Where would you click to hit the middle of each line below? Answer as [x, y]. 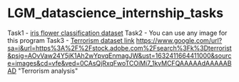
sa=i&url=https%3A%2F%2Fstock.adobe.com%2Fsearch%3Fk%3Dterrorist [119, 48]
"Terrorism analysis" [48, 71]
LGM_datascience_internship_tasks [115, 13]
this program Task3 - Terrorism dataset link [71, 40]
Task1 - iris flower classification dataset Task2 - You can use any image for [117, 33]
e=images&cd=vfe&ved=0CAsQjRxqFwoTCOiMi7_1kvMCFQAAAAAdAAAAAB [119, 63]
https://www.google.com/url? [179, 40]
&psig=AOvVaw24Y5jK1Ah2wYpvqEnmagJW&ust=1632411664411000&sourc [119, 56]
